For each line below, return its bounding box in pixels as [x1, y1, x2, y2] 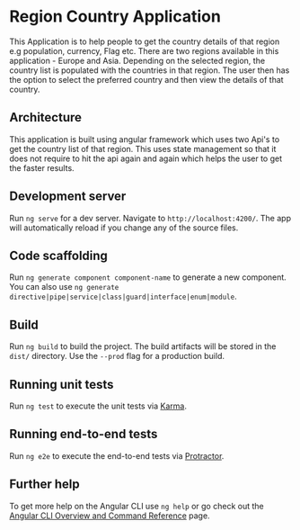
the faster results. [9, 162, 75, 173]
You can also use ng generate [9, 282, 119, 292]
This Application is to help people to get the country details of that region [9, 36, 280, 47]
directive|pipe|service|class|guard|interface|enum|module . [9, 291, 237, 302]
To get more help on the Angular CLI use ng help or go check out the [9, 500, 264, 511]
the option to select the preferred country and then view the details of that [9, 74, 285, 85]
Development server [9, 189, 127, 204]
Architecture [9, 110, 83, 125]
